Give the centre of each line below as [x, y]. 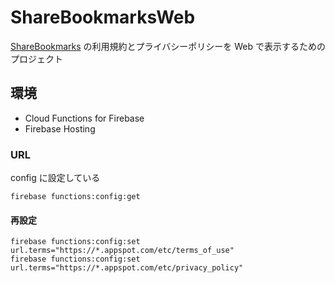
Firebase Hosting [60, 128]
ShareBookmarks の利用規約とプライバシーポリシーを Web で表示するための [168, 46]
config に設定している [55, 178]
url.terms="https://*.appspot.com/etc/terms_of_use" [122, 251]
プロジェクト [36, 58]
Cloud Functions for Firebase [84, 118]
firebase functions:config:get [75, 197]
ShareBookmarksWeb [103, 17]
